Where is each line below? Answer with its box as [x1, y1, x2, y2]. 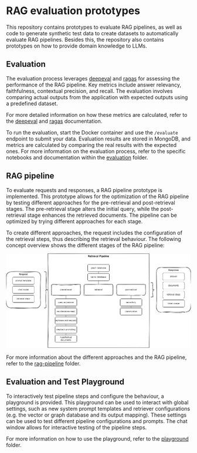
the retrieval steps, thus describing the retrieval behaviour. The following [6, 235, 182, 242]
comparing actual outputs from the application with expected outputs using [6, 93, 188, 100]
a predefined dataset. [6, 100, 58, 107]
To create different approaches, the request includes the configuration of [6, 229, 183, 236]
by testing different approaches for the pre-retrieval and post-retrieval [6, 199, 175, 206]
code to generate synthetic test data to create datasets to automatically [6, 29, 179, 36]
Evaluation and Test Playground [6, 377, 125, 387]
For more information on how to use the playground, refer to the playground [6, 435, 189, 442]
